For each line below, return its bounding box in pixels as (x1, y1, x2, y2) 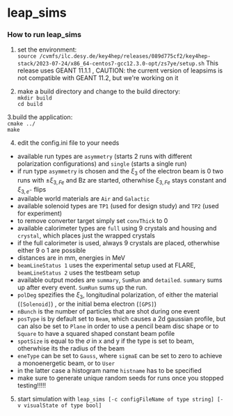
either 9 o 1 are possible (17, 246, 86, 254)
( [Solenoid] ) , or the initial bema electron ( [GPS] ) (17, 300, 157, 308)
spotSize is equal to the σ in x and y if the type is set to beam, (17, 337, 195, 345)
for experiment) (17, 209, 63, 217)
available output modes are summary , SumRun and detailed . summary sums (17, 275, 223, 284)
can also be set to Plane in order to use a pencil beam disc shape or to (17, 322, 219, 330)
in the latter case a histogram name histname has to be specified (17, 366, 202, 374)
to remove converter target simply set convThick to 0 (17, 216, 168, 224)
